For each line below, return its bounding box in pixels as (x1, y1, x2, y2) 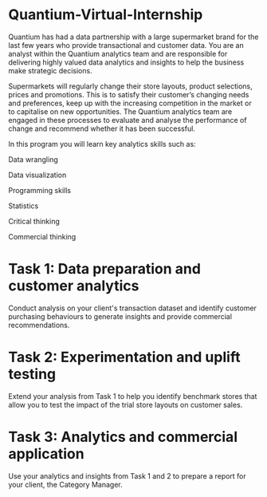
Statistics (8, 201, 39, 211)
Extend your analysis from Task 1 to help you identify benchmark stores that (8, 391, 257, 400)
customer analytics (8, 277, 139, 295)
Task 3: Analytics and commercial (8, 428, 238, 446)
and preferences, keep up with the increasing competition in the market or (8, 98, 253, 108)
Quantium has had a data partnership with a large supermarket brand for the (8, 32, 259, 41)
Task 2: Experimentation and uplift (8, 349, 241, 366)
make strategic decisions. (8, 65, 93, 75)
